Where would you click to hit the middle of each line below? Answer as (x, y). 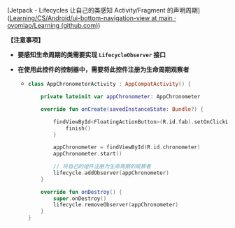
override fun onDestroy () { (81, 192)
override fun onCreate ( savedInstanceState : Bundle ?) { (122, 109)
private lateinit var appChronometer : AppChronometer (121, 96)
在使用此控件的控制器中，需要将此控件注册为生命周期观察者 (103, 69)
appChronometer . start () (87, 154)
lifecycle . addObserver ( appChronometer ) (111, 173)
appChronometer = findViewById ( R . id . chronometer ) (127, 147)
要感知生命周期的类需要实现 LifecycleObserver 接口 (92, 55)
